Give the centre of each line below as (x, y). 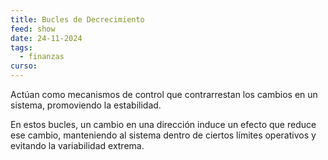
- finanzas (42, 57)
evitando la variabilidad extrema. (77, 145)
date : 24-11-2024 (46, 38)
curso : (24, 66)
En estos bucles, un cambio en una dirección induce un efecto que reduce (163, 124)
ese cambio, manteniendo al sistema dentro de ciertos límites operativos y (163, 135)
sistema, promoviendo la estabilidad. (86, 105)
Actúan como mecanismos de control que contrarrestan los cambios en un (164, 94)
